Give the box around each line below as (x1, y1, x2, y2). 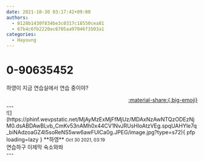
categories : (6, 32, 36, 38)
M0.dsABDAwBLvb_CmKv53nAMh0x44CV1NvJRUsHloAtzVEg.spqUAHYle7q (6, 122, 197, 129)
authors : (6, 15, 29, 21)
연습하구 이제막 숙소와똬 (6, 143, 64, 151)
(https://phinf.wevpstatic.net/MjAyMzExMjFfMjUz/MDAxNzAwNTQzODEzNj (6, 115, 195, 123)
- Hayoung (12, 37, 36, 43)
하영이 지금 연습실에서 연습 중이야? (6, 84, 89, 91)
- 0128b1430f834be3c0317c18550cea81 (12, 20, 104, 26)
